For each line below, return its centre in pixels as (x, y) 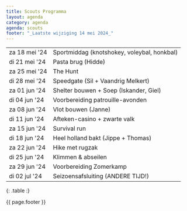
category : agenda (27, 22)
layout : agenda (25, 17)
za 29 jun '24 (27, 166)
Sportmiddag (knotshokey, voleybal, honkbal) (115, 52)
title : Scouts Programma (36, 11)
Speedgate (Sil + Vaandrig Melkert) (101, 81)
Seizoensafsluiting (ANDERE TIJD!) (101, 176)
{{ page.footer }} (26, 202)
